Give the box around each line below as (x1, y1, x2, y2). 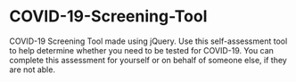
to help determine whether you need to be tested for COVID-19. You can (9, 45, 275, 55)
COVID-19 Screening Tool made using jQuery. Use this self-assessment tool (9, 36, 288, 46)
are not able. (9, 64, 56, 75)
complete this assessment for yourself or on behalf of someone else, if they (9, 54, 287, 65)
